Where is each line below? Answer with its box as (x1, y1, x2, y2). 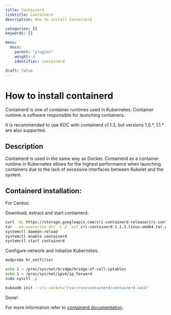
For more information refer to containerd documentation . (5, 304, 124, 310)
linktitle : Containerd (5, 12, 53, 17)
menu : (5, 40, 17, 45)
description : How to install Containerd (5, 17, 93, 22)
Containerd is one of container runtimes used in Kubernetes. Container (5, 107, 154, 113)
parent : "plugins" (14, 49, 53, 54)
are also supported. (5, 128, 46, 134)
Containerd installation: (5, 186, 82, 195)
